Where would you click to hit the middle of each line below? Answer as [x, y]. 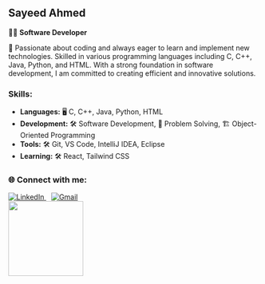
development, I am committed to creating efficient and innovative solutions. [132, 73]
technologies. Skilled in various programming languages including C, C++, [131, 56]
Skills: [21, 93]
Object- [244, 124]
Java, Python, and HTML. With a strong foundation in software [111, 65]
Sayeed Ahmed [47, 13]
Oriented [34, 136]
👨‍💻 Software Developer [48, 32]
